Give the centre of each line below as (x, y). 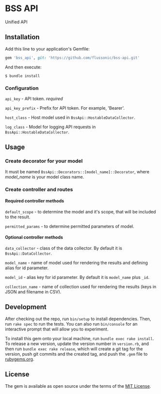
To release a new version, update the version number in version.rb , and (77, 344)
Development (26, 307)
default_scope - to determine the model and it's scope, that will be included (80, 212)
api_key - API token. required (34, 98)
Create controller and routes (39, 189)
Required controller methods (35, 201)
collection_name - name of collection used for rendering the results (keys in (81, 286)
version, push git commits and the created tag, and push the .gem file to (76, 354)
